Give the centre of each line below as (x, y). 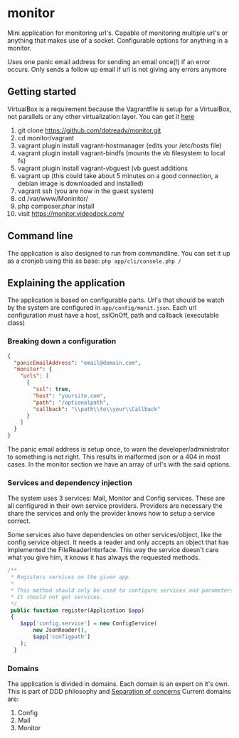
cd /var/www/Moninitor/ (53, 198)
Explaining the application (67, 283)
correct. (19, 521)
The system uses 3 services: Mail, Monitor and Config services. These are (116, 498)
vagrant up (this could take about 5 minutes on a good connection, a (118, 175)
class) (16, 323)
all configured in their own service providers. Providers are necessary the (115, 506)
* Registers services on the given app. (71, 577)
